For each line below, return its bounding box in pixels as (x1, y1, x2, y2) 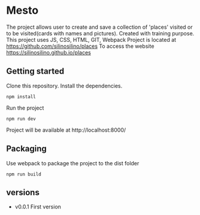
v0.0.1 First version (14, 203, 62, 210)
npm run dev (6, 116, 36, 122)
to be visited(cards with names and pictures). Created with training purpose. (6, 29, 195, 37)
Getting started (6, 66, 65, 77)
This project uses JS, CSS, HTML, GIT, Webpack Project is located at (6, 36, 177, 43)
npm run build (6, 171, 42, 177)
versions (6, 187, 40, 198)
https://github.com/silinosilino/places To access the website (6, 43, 154, 50)
